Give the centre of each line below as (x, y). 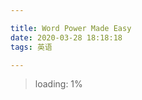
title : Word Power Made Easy (71, 28)
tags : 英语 (31, 47)
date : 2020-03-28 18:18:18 (66, 37)
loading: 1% (58, 84)
